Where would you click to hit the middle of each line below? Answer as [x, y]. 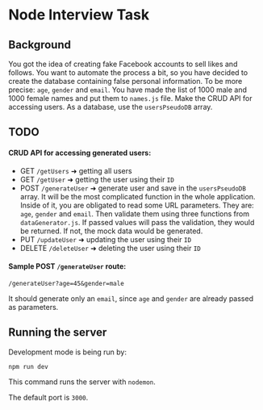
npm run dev [28, 366]
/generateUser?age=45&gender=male [67, 283]
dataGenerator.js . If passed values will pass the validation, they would [137, 222]
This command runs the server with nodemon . [82, 382]
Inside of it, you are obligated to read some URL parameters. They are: [137, 205]
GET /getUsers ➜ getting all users [76, 170]
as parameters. [33, 307]
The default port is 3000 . [48, 397]
